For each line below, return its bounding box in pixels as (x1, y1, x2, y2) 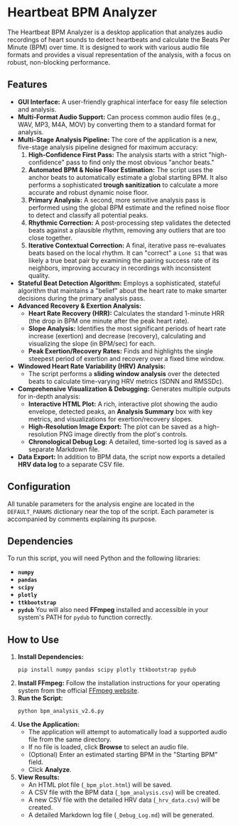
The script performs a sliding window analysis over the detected (28, 369, 220, 377)
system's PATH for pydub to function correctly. (17, 613, 153, 622)
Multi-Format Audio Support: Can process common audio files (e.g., (17, 112, 220, 121)
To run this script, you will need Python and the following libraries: (7, 554, 201, 562)
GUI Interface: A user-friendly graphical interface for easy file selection (17, 97, 227, 106)
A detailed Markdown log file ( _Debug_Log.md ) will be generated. (28, 811, 215, 820)
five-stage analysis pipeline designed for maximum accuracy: (17, 143, 198, 151)
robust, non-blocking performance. (7, 58, 111, 66)
